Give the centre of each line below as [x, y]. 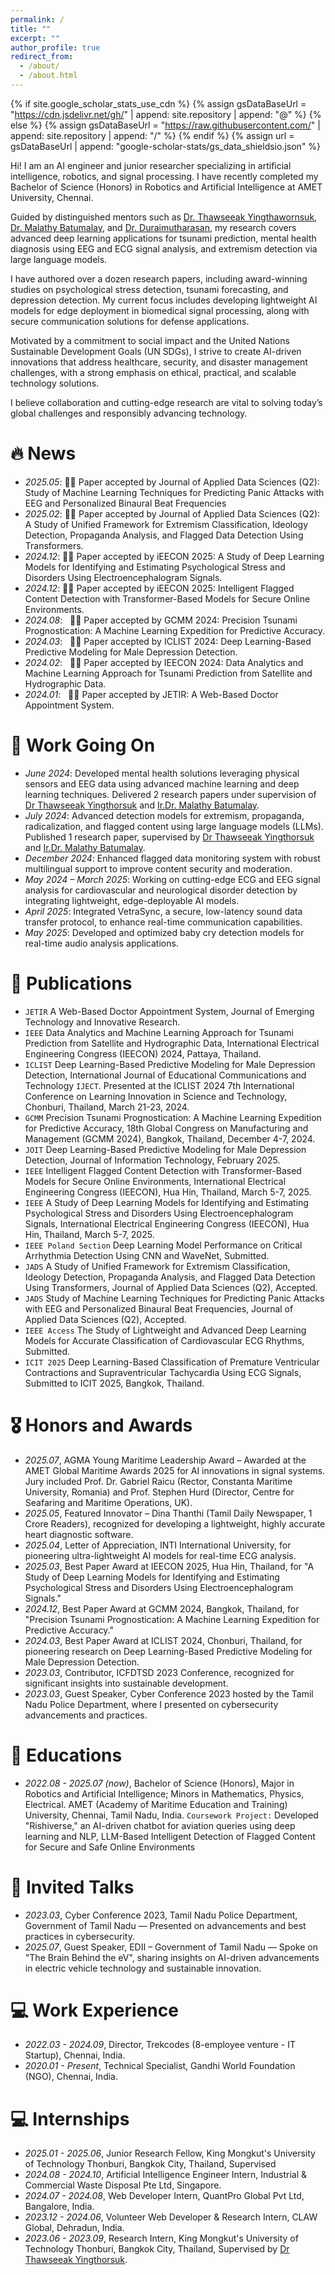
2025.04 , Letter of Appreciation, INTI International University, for [158, 1545]
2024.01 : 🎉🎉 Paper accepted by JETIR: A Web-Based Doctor [151, 694]
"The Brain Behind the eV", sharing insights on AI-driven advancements [172, 1957]
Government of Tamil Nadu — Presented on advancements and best [165, 1925]
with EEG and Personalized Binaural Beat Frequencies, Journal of [159, 1308]
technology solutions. [55, 383]
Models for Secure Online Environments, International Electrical [155, 1181]
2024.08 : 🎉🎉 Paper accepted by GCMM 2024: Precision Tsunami [161, 620]
